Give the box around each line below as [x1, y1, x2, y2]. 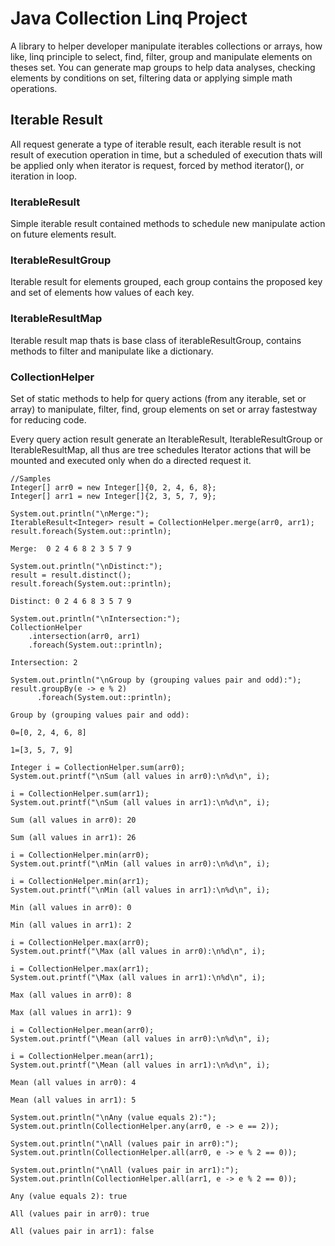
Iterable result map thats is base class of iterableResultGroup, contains [10, 334, 302, 346]
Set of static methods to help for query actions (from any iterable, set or [10, 392, 307, 404]
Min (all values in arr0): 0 [10, 902, 132, 912]
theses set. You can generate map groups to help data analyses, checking [10, 61, 316, 73]
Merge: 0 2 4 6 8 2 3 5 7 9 [10, 543, 132, 554]
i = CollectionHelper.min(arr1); [10, 876, 150, 886]
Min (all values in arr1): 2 [10, 920, 132, 930]
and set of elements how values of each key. [10, 287, 195, 299]
